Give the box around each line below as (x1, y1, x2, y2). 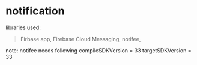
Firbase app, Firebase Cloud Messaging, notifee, (20, 35, 141, 42)
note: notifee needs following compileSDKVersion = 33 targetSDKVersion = (5, 47, 192, 54)
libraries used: (5, 24, 41, 31)
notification (5, 4, 65, 18)
